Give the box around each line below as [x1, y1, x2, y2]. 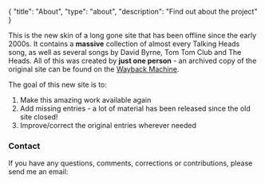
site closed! [19, 112, 58, 122]
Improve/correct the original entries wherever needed [19, 121, 197, 130]
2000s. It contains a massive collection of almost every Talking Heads [8, 39, 240, 49]
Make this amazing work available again [19, 95, 152, 104]
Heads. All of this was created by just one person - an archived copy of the [8, 56, 257, 65]
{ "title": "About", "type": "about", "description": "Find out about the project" [8, 7, 258, 16]
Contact [8, 140, 41, 151]
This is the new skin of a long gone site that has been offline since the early [8, 31, 257, 40]
